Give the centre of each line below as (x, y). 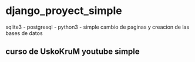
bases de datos (24, 33)
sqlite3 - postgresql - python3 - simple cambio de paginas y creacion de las (97, 27)
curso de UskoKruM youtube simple (73, 52)
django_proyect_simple (64, 11)
